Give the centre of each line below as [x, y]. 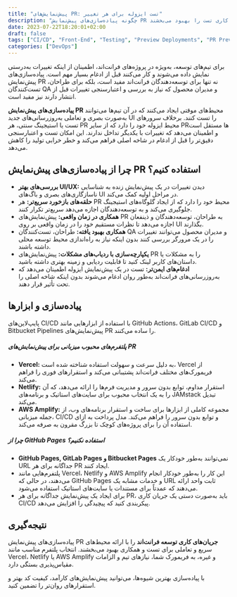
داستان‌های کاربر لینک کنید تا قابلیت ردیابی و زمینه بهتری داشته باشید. [108, 261]
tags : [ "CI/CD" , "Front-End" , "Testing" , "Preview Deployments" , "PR [112, 40]
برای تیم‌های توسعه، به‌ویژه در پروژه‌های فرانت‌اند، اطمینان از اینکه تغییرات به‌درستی [116, 67]
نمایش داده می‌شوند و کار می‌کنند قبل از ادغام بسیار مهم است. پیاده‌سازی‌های [109, 74]
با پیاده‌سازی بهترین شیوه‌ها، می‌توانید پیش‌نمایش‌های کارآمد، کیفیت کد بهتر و [106, 578]
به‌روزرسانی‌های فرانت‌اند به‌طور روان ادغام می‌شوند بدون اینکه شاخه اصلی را [119, 276]
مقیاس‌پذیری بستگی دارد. [41, 565]
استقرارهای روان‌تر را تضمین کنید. [52, 586]
